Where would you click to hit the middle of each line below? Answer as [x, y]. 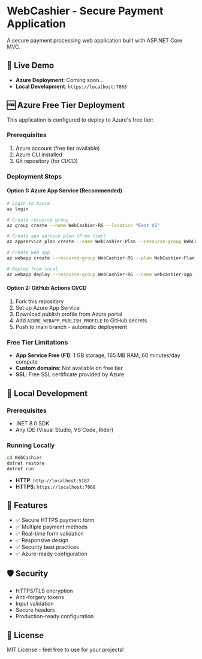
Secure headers [35, 610]
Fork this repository [40, 301]
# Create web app [28, 253]
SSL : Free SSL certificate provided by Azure [70, 374]
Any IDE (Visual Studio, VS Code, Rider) [64, 430]
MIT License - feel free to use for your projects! [65, 650]
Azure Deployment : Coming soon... [60, 80]
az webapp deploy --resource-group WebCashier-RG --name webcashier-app [100, 274]
